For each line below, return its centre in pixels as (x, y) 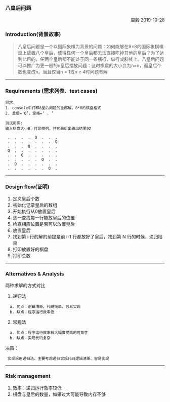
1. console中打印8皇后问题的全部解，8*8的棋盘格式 (53, 108)
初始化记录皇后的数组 (35, 205)
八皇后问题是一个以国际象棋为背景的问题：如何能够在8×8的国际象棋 (88, 46)
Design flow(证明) (27, 187)
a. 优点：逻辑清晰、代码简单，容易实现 (45, 307)
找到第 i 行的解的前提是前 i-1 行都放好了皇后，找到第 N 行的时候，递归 (85, 237)
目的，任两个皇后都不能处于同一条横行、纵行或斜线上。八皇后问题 (95, 59)
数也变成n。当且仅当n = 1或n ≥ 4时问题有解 (62, 71)
